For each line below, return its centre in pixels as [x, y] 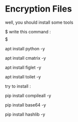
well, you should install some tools [39, 22]
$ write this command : [28, 31]
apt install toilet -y [23, 76]
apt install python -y [25, 48]
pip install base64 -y [25, 105]
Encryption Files [39, 9]
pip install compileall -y [28, 95]
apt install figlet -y [23, 67]
